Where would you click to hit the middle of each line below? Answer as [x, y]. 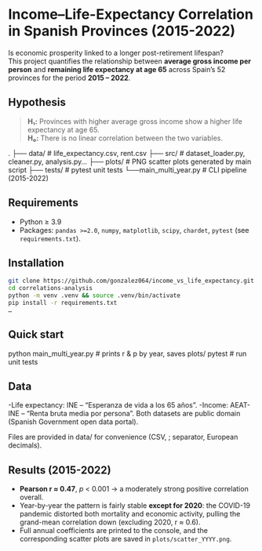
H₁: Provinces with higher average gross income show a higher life [135, 121]
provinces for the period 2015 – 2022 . [69, 78]
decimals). [25, 445]
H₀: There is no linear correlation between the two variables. [125, 138]
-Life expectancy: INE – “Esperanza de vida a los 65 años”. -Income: [118, 405]
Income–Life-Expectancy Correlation [131, 14]
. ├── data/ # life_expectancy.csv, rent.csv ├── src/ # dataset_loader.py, [127, 153]
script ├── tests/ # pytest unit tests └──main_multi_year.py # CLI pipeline [127, 169]
